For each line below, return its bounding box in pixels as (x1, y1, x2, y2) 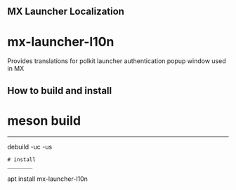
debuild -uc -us (7, 142, 53, 151)
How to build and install (7, 84, 112, 97)
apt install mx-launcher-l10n (7, 175, 88, 183)
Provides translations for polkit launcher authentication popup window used (7, 57, 226, 65)
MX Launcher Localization (7, 6, 125, 18)
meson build (7, 112, 81, 128)
